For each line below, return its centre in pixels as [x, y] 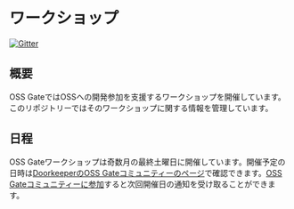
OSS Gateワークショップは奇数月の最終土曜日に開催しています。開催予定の [147, 162]
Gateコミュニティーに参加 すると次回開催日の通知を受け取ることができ [139, 184]
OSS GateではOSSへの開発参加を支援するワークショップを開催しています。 [148, 96]
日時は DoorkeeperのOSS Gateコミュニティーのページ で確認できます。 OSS [146, 173]
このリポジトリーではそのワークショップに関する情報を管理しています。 [141, 108]
